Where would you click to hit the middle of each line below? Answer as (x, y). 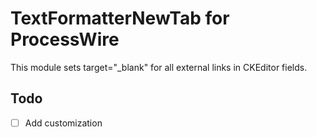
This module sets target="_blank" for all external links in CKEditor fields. (159, 67)
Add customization (63, 123)
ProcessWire (65, 39)
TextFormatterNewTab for (120, 18)
